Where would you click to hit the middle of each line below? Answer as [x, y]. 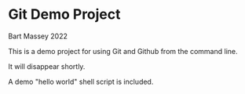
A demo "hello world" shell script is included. [81, 81]
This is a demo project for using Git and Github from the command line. [123, 51]
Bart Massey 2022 [38, 36]
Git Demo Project [64, 14]
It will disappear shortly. [47, 66]
